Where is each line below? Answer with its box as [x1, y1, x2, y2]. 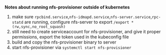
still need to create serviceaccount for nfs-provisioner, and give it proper [11, 29, 161, 34]
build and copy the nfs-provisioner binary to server [11, 39, 117, 45]
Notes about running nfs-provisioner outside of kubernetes [4, 4, 130, 10]
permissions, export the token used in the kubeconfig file [11, 34, 129, 40]
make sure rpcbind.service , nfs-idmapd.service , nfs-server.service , [11, 14, 152, 19]
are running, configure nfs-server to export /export [24, 19, 130, 25]
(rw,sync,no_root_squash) [11, 24, 66, 29]
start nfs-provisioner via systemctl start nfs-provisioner [11, 45, 132, 50]
